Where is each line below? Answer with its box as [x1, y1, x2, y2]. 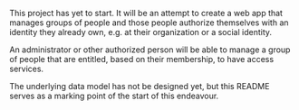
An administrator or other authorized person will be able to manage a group [9, 44, 291, 55]
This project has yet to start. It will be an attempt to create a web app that [9, 8, 284, 18]
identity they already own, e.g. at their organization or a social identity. [9, 27, 273, 37]
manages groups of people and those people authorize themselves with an [9, 17, 289, 28]
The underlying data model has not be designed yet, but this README [9, 81, 270, 91]
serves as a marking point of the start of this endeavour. [9, 90, 219, 101]
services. [9, 63, 43, 74]
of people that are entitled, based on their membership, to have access [9, 54, 275, 64]
